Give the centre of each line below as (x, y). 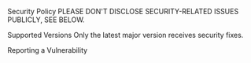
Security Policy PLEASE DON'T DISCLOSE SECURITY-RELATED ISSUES (123, 11)
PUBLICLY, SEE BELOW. (46, 20)
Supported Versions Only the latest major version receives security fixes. (125, 35)
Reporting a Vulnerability (48, 50)
